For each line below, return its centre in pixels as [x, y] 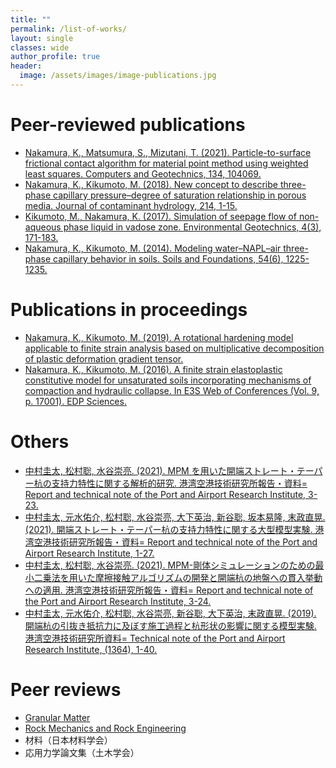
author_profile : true [55, 57]
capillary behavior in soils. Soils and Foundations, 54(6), [168, 258]
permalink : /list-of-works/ [69, 29]
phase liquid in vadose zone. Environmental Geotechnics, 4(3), [192, 227]
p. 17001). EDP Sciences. [75, 401]
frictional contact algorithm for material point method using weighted [166, 163]
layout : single [42, 38]
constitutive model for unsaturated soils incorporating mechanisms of [168, 380]
